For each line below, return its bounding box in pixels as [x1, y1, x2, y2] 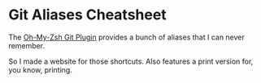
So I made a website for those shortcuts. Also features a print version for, [8, 56, 254, 66]
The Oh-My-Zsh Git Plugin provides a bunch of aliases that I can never [8, 32, 246, 42]
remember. [8, 40, 46, 50]
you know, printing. [8, 64, 73, 74]
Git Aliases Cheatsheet [8, 6, 167, 24]
